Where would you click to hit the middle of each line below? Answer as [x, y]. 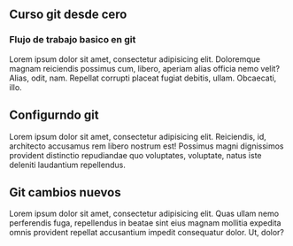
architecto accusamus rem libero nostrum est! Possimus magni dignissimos [147, 146]
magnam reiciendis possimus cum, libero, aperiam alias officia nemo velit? [145, 68]
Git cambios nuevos [65, 192]
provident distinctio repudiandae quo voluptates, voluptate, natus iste [135, 155]
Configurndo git [54, 115]
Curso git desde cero [68, 15]
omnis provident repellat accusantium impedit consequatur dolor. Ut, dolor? [147, 233]
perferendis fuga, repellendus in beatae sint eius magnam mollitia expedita [145, 223]
